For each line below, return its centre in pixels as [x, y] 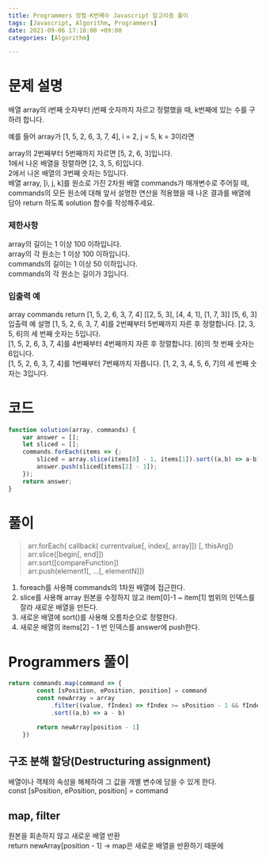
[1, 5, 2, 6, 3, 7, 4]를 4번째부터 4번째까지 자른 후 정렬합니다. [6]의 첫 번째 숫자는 [131, 343]
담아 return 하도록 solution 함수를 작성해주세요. [82, 203]
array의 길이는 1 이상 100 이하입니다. [65, 244]
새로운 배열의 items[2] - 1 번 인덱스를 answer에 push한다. [110, 626]
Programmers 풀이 [69, 662]
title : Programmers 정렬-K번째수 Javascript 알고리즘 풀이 [98, 15]
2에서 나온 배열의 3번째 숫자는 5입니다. [68, 173]
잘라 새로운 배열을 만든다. [59, 607]
